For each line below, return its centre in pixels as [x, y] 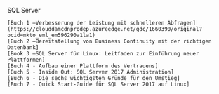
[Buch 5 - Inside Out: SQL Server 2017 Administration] [91, 72]
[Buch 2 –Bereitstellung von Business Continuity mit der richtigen [109, 41]
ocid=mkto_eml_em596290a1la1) [52, 35]
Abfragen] [182, 23]
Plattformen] [26, 60]
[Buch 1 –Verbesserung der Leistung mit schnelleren [86, 23]
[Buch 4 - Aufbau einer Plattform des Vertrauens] [83, 66]
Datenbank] [23, 48]
